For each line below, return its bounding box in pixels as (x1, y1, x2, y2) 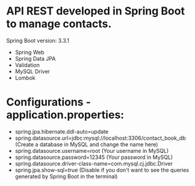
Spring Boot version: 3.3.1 (6, 37, 69, 44)
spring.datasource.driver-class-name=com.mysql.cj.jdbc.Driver (14, 160, 173, 167)
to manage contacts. (6, 17, 112, 31)
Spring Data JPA (14, 55, 56, 62)
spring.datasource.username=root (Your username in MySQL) (14, 147, 169, 154)
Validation (14, 61, 40, 69)
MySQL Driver (14, 67, 50, 75)
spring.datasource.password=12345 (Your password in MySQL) (14, 153, 173, 161)
